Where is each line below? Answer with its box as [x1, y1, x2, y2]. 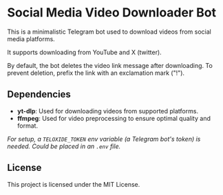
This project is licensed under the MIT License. [7, 180, 140, 188]
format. [17, 122, 39, 130]
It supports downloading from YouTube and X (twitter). [7, 48, 162, 56]
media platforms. [7, 34, 55, 43]
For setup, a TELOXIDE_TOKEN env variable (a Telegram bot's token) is [7, 135, 201, 143]
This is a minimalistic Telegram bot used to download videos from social [7, 27, 211, 36]
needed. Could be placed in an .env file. [7, 142, 121, 150]
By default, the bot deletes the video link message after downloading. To [7, 61, 213, 69]
